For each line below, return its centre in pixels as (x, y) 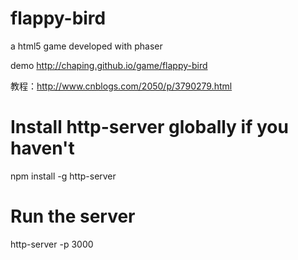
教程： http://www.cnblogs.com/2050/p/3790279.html (121, 86)
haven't (42, 148)
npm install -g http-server (63, 176)
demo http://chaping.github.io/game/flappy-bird (109, 65)
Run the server (73, 216)
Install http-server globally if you (149, 127)
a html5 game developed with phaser (86, 46)
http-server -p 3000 (52, 244)
